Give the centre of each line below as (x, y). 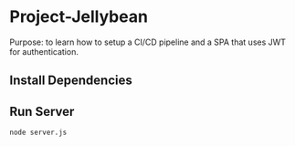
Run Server (42, 111)
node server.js (38, 133)
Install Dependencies (71, 81)
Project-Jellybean (79, 17)
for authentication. (44, 51)
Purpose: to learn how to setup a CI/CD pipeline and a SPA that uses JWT (147, 42)
